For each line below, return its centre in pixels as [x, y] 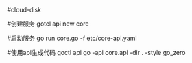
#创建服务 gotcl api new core [48, 24]
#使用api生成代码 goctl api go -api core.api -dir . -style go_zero [96, 52]
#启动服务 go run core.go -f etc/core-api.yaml [72, 38]
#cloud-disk [24, 10]
